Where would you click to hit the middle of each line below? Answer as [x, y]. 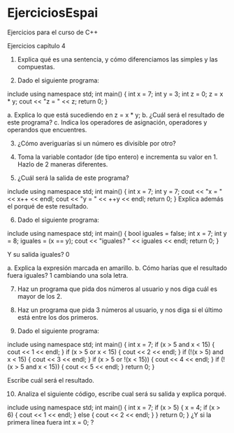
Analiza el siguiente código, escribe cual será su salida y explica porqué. [122, 394]
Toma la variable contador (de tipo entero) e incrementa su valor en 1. [117, 157]
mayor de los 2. [40, 296]
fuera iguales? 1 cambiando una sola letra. [68, 275]
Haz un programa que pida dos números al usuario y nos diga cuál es [117, 289]
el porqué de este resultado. [48, 206]
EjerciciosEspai [53, 13]
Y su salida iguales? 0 [38, 254]
